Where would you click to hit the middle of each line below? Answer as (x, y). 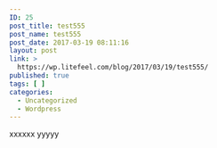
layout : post (33, 51)
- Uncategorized (47, 100)
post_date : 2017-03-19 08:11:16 (69, 42)
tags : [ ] (28, 84)
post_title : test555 (48, 26)
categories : (31, 92)
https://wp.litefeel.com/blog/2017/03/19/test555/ (113, 68)
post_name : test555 (45, 34)
